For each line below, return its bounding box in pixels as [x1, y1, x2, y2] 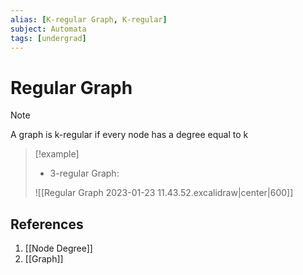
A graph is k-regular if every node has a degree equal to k [10, 129, 249, 141]
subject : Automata [10, 24, 87, 34]
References [10, 216, 84, 233]
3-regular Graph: [49, 167, 120, 180]
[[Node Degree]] [24, 242, 93, 255]
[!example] [34, 148, 80, 160]
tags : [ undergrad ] [10, 33, 87, 43]
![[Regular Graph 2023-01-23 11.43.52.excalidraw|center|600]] [34, 187, 294, 199]
